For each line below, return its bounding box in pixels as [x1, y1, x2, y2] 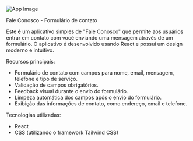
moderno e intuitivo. [6, 47, 54, 54]
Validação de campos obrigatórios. [14, 82, 99, 89]
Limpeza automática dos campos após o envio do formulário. [14, 94, 162, 101]
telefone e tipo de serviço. [14, 76, 78, 82]
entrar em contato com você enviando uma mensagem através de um [6, 34, 173, 41]
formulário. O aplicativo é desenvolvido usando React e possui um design [6, 41, 183, 47]
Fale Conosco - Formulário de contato [6, 17, 97, 23]
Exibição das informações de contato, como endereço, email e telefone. [14, 100, 188, 107]
